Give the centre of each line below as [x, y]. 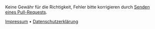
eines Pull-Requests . [26, 12]
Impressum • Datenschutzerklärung [42, 22]
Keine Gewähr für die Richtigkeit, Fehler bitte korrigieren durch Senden [77, 7]
